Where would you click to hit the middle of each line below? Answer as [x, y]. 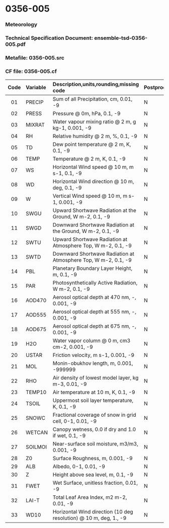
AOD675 [36, 329]
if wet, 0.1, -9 [69, 436]
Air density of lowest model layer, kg [96, 378]
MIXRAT [35, 125]
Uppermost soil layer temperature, [93, 401]
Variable [36, 88]
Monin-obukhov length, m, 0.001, [93, 363]
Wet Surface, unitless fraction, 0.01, [95, 483]
